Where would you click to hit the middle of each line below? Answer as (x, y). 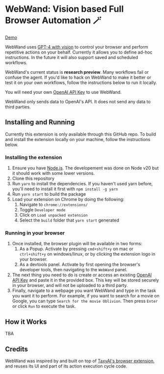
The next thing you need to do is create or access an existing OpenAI (82, 275)
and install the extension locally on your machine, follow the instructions (78, 139)
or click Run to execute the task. (44, 306)
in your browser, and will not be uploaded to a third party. (70, 286)
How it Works (26, 322)
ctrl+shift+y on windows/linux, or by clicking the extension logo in (87, 254)
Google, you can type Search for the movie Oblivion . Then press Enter (85, 301)
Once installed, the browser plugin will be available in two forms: (77, 244)
